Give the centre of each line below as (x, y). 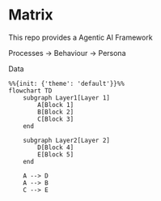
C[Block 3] (56, 119)
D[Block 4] (56, 148)
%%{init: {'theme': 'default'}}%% (67, 83)
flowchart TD (30, 91)
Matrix (31, 15)
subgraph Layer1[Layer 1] (67, 98)
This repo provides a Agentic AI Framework (80, 37)
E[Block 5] (56, 154)
